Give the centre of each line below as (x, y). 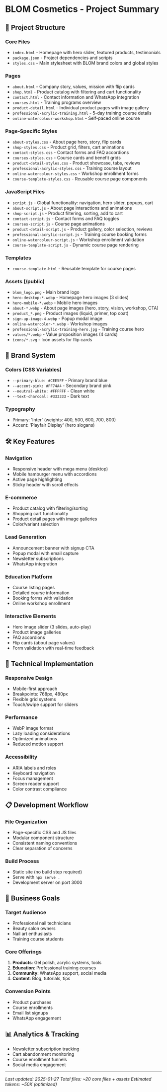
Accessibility (21, 757)
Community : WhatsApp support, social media (59, 973)
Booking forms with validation (43, 598)
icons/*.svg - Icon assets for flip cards (52, 340)
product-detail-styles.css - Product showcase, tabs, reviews (76, 163)
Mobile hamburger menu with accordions (54, 474)
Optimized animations (35, 739)
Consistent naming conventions (45, 843)
